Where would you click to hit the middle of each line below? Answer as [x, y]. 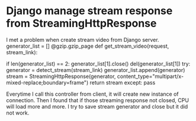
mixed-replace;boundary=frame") [47, 82]
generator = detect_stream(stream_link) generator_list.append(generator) [96, 70]
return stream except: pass [123, 82]
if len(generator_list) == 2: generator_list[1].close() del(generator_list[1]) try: [98, 64]
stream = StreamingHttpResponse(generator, [61, 76]
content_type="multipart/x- [150, 76]
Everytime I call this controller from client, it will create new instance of [92, 94]
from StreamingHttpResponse [81, 23]
